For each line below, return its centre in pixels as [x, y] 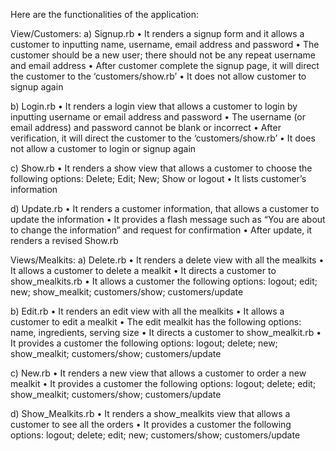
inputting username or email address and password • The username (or [158, 117]
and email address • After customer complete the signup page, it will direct [165, 65]
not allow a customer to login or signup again [103, 148]
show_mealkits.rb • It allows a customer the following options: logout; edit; [164, 281]
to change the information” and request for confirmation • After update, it [161, 230]
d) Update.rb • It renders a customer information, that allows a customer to [165, 208]
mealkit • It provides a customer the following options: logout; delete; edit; [163, 383]
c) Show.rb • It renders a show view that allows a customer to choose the [161, 168]
